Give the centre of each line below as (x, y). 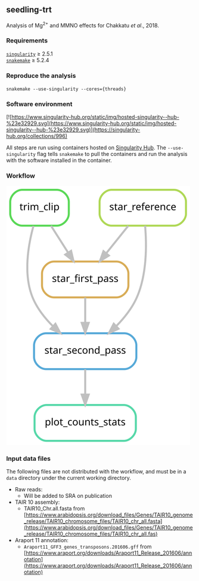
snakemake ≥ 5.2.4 (28, 60)
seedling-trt (29, 10)
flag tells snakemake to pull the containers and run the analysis (112, 154)
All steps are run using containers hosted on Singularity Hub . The (86, 148)
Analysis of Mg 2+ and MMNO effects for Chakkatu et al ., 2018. (83, 25)
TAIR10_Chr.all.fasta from (54, 508)
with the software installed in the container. (59, 160)
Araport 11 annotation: (41, 540)
